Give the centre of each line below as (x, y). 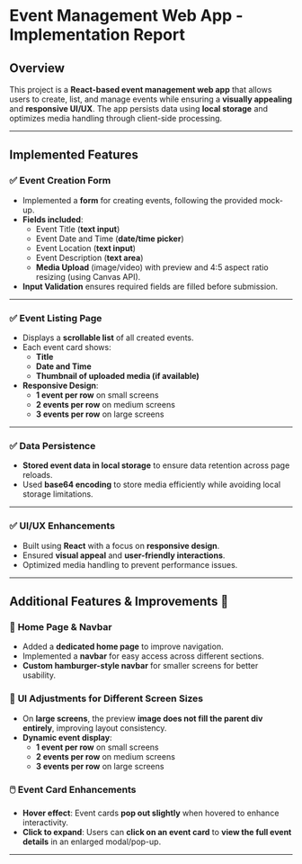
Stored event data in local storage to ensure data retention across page (156, 465)
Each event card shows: (67, 346)
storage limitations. (58, 494)
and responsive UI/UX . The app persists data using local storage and (138, 108)
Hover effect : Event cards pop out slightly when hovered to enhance (151, 813)
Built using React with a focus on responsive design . (121, 545)
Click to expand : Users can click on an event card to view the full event (157, 832)
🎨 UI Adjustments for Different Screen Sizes (107, 698)
